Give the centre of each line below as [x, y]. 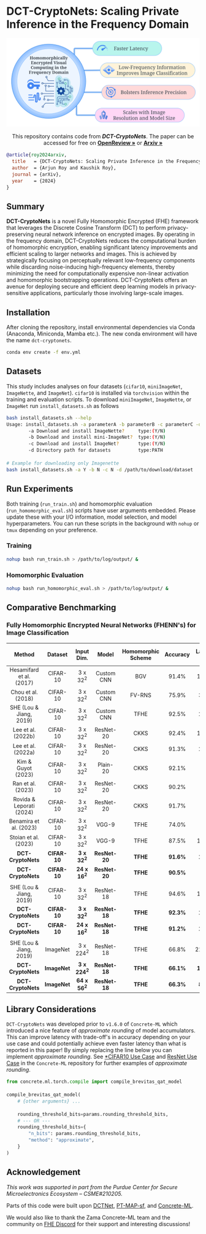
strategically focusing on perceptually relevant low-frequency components [101, 261]
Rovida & [24, 799]
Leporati [24, 806]
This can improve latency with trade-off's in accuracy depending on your [99, 1037]
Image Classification [38, 633]
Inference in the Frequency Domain [97, 24]
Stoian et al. [24, 838]
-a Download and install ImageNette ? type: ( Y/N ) [97, 431]
